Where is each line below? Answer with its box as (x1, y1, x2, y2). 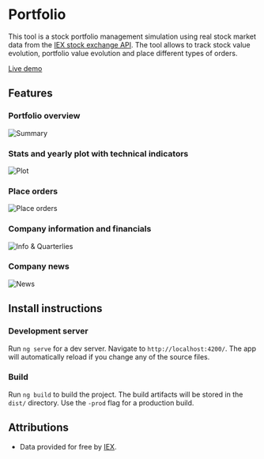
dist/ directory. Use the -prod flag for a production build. (8, 397, 194, 408)
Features (8, 87, 53, 100)
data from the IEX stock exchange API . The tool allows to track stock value (8, 40, 251, 49)
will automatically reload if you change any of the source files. (8, 352, 210, 361)
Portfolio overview (8, 111, 81, 122)
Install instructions (8, 302, 103, 315)
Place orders (8, 186, 58, 197)
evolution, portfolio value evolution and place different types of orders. (8, 48, 238, 58)
